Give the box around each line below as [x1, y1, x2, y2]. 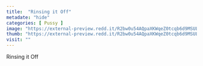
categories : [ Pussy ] [6, 20, 63, 26]
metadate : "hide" [6, 14, 50, 20]
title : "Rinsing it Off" [6, 8, 71, 15]
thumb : [6, 31, 23, 37]
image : [6, 25, 23, 32]
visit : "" [6, 37, 31, 43]
